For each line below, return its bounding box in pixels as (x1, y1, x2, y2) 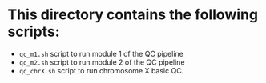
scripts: (7, 22, 61, 41)
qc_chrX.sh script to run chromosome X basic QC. (18, 65, 184, 75)
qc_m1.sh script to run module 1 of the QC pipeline (18, 49, 183, 58)
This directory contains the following (7, 6, 258, 24)
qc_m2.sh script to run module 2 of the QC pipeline (18, 57, 185, 67)
